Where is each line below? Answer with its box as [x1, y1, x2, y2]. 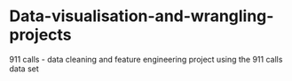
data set [9, 63, 40, 74]
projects [9, 25, 73, 45]
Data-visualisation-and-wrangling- [9, 6, 274, 26]
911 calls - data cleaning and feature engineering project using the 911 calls [9, 54, 283, 64]
